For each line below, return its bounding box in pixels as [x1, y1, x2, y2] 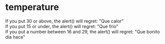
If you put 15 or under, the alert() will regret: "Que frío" [5, 23, 118, 29]
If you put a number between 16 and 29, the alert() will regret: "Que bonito [5, 28, 160, 34]
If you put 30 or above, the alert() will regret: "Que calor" [5, 18, 124, 24]
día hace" [5, 34, 25, 40]
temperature [5, 1, 59, 13]
